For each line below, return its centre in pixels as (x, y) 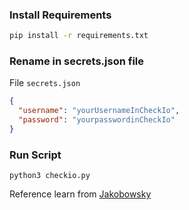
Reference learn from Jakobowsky (80, 194)
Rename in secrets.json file (76, 61)
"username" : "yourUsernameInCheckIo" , (99, 111)
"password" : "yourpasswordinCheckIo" (97, 120)
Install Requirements (60, 15)
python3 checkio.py (50, 176)
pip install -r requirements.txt (79, 36)
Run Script (35, 155)
